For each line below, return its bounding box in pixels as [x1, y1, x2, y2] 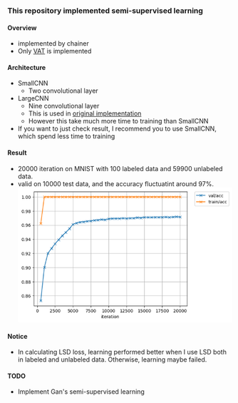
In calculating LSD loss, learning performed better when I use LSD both [17, 348, 227, 357]
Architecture [7, 63, 46, 71]
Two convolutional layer [28, 86, 98, 95]
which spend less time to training [17, 132, 115, 141]
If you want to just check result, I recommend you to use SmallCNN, [17, 124, 217, 133]
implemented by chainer [17, 39, 89, 48]
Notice [7, 332, 28, 340]
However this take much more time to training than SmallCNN [28, 117, 209, 126]
